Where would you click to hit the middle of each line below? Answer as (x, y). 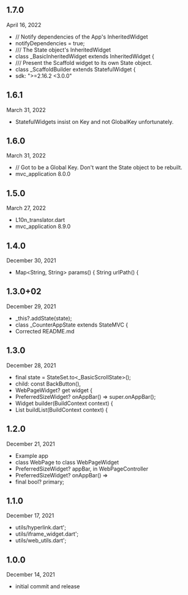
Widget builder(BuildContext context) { (64, 403)
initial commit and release (47, 586)
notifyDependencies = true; (50, 43)
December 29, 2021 (31, 306)
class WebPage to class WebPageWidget (67, 462)
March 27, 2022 (26, 208)
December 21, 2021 (31, 444)
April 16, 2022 (24, 25)
